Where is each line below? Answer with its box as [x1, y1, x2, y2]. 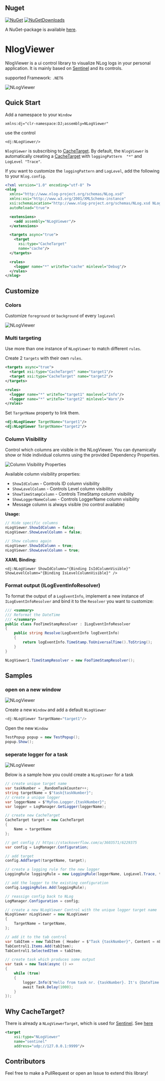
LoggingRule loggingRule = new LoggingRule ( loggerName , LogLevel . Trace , [5, 871, 157, 877]
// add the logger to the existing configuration [5, 880, 109, 885]
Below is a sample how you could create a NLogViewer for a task [5, 772, 134, 778]
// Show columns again [5, 539, 52, 543]
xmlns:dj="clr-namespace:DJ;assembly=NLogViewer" [5, 121, 109, 126]
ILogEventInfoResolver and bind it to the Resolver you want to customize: [5, 598, 154, 604]
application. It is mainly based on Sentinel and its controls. [5, 65, 123, 71]
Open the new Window [5, 725, 48, 731]
